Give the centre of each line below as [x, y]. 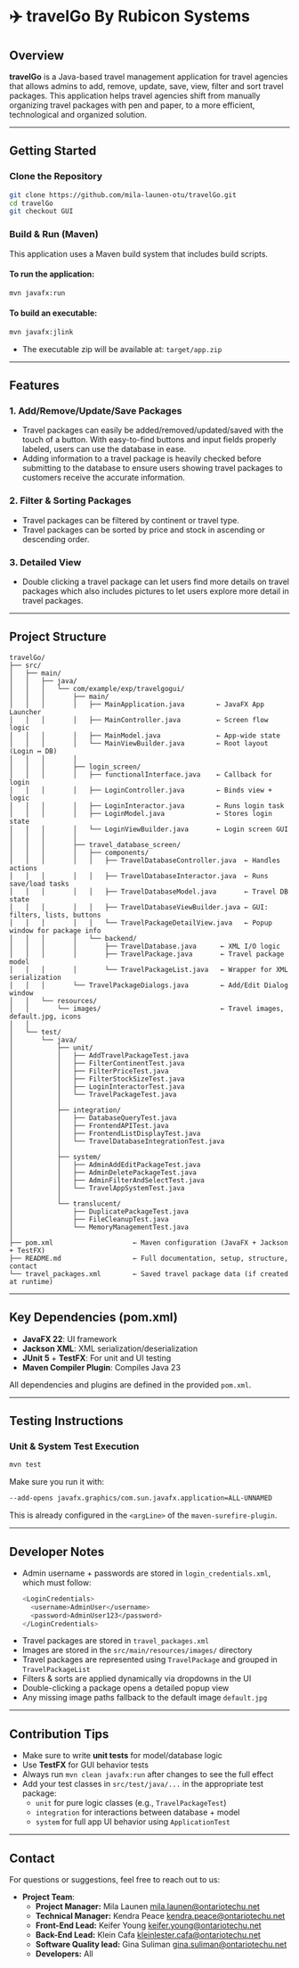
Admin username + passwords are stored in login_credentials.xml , [146, 1573]
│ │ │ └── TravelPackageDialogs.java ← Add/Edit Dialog [149, 985]
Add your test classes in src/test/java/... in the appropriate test [143, 1784]
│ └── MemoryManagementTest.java [99, 1227]
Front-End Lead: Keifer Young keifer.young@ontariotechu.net [148, 1925]
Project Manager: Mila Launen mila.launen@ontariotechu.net [148, 1906]
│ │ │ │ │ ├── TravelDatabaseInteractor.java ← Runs [139, 876]
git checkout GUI [41, 211]
